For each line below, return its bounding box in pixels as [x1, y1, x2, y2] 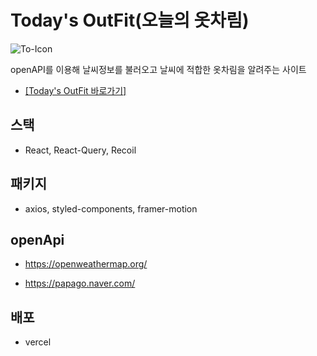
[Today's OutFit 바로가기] [24, 84, 127, 96]
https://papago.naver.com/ [24, 277, 136, 290]
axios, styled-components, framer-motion [24, 202, 198, 215]
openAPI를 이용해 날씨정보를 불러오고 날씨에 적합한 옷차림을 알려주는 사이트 [10, 63, 307, 75]
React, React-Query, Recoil [24, 144, 137, 156]
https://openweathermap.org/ [24, 258, 148, 270]
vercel [24, 336, 52, 348]
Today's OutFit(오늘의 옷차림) [10, 9, 250, 32]
